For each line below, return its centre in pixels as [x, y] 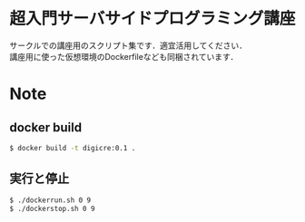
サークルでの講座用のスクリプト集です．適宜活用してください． [128, 45]
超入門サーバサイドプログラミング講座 [152, 19]
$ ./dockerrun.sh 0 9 [50, 200]
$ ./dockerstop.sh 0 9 [52, 208]
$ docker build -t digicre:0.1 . [73, 148]
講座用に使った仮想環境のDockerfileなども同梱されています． [124, 56]
